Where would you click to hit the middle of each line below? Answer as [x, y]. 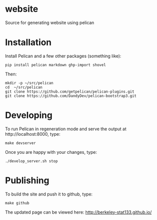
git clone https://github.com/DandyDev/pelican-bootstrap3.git [71, 96]
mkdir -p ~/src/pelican [29, 83]
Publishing [27, 180]
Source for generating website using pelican [50, 23]
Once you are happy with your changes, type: [51, 152]
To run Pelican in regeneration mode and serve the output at [66, 129]
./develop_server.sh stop [31, 161]
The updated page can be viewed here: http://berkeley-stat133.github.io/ [78, 212]
